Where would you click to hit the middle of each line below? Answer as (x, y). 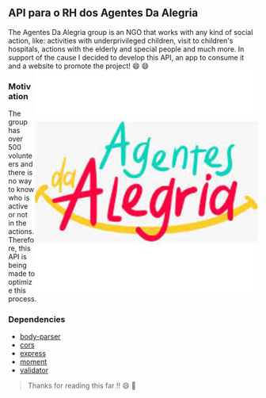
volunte (21, 156)
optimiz (21, 282)
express (32, 354)
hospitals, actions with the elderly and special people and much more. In (126, 49)
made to (22, 274)
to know (21, 189)
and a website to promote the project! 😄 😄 (78, 66)
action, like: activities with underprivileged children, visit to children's (121, 40)
